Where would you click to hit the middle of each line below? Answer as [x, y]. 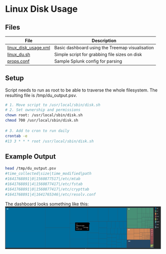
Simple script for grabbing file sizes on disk [98, 54]
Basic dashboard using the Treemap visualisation [104, 47]
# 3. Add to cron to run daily [37, 131]
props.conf [18, 61]
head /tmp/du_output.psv [31, 168]
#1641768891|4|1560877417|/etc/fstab [44, 184]
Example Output [30, 156]
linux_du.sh [19, 54]
